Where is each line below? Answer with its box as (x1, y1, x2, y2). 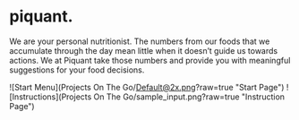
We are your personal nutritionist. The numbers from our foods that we (9, 36, 270, 47)
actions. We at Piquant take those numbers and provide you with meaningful (9, 55, 291, 65)
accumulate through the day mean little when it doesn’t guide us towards (9, 45, 278, 56)
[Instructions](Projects (9, 91, 92, 102)
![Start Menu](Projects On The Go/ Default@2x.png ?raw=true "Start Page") (9, 81, 285, 92)
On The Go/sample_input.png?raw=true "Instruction (93, 91, 285, 102)
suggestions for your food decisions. (9, 64, 145, 75)
